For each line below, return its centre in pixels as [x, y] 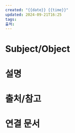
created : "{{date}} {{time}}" [37, 10]
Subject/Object [38, 49]
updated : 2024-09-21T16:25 [33, 15]
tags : [11, 19]
